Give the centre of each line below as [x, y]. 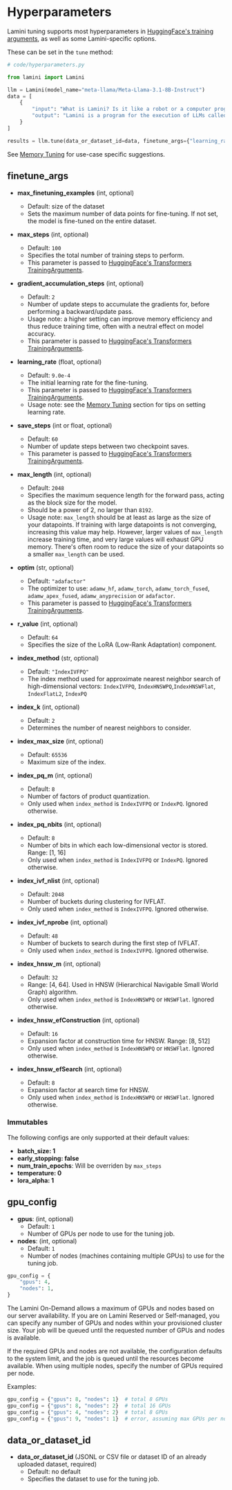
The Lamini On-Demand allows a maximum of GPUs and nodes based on [111, 1308]
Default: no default [54, 1472]
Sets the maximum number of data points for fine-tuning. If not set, [123, 213]
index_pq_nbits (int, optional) [59, 824]
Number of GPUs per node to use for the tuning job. [101, 1234]
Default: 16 [43, 1033]
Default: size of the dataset [66, 206]
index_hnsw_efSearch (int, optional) [69, 1069]
